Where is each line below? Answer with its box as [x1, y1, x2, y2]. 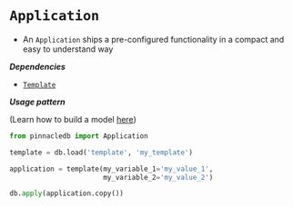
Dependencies [9, 61, 66, 72]
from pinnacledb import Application [9, 131, 148, 141]
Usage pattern [9, 96, 66, 107]
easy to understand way [22, 44, 114, 54]
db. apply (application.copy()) [9, 189, 125, 198]
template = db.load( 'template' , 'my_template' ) [9, 148, 194, 157]
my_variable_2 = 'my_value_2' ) [103, 172, 214, 182]
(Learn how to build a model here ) [9, 113, 136, 124]
